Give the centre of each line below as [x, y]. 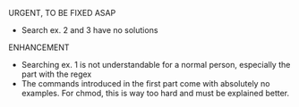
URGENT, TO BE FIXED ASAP [62, 13]
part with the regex [56, 74]
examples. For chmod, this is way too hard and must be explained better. [155, 93]
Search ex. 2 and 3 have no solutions [90, 30]
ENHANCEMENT [39, 47]
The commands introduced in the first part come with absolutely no [145, 83]
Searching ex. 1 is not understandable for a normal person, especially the [156, 65]
